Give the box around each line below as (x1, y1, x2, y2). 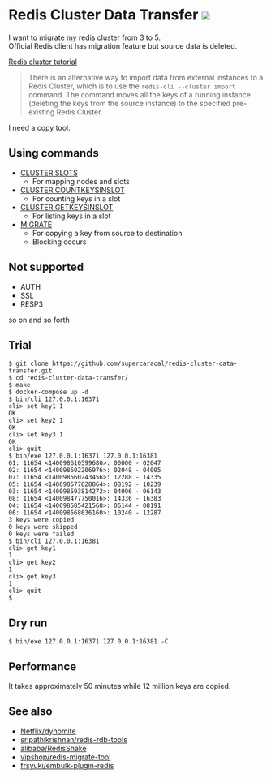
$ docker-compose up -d (8, 388, 89, 397)
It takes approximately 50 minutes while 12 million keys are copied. (8, 681, 231, 690)
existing (28, 107, 55, 117)
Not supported (8, 260, 84, 274)
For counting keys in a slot (32, 193, 121, 204)
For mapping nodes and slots (32, 176, 130, 186)
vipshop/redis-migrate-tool (19, 752, 111, 762)
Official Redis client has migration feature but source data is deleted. (8, 41, 238, 50)
